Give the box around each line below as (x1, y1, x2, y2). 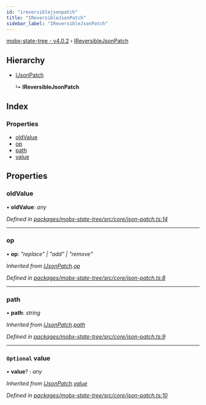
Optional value (6, 354, 51, 363)
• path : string (6, 309, 41, 317)
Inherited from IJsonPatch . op (6, 262, 81, 269)
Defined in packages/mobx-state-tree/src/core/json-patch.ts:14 (6, 215, 168, 222)
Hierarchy (6, 55, 45, 65)
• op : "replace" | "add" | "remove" (6, 250, 93, 258)
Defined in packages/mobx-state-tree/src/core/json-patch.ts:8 (6, 274, 166, 281)
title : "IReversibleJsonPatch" (6, 15, 86, 21)
